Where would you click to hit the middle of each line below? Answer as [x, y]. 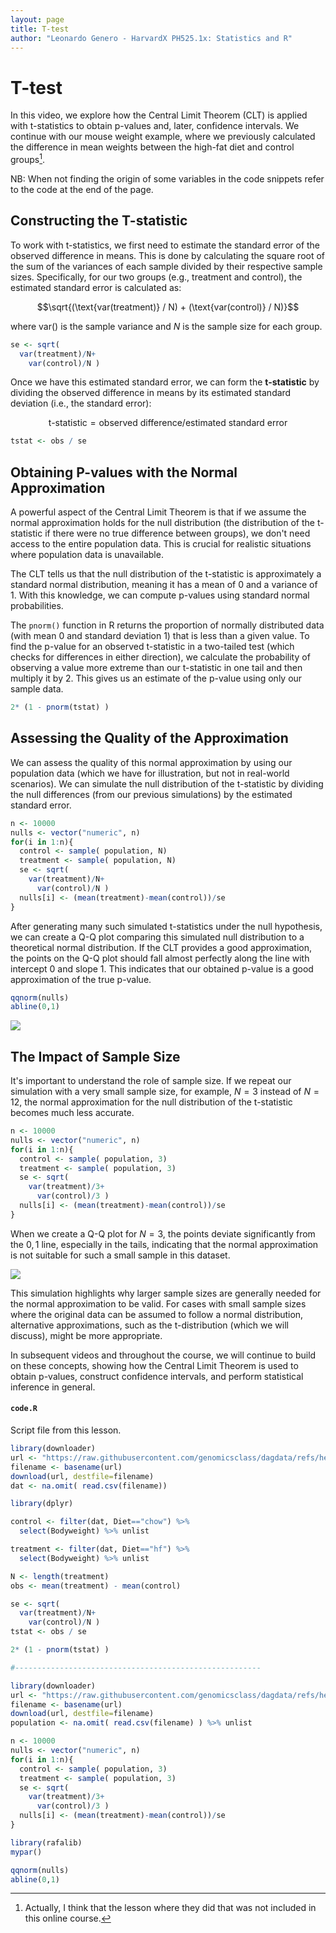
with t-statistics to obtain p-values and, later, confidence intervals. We [155, 126]
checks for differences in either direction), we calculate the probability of [160, 657]
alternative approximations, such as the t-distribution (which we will [149, 1325]
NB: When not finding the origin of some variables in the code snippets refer [167, 178]
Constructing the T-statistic [99, 221]
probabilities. [37, 606]
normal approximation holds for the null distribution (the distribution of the [162, 523]
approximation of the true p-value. [81, 979]
